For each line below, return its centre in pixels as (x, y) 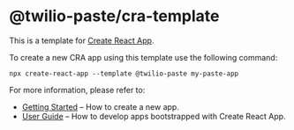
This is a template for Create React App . (82, 40)
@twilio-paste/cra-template (114, 16)
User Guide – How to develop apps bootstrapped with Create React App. (154, 116)
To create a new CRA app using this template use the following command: (143, 57)
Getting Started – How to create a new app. (100, 106)
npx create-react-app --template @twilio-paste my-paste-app (124, 73)
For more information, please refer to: (77, 90)
